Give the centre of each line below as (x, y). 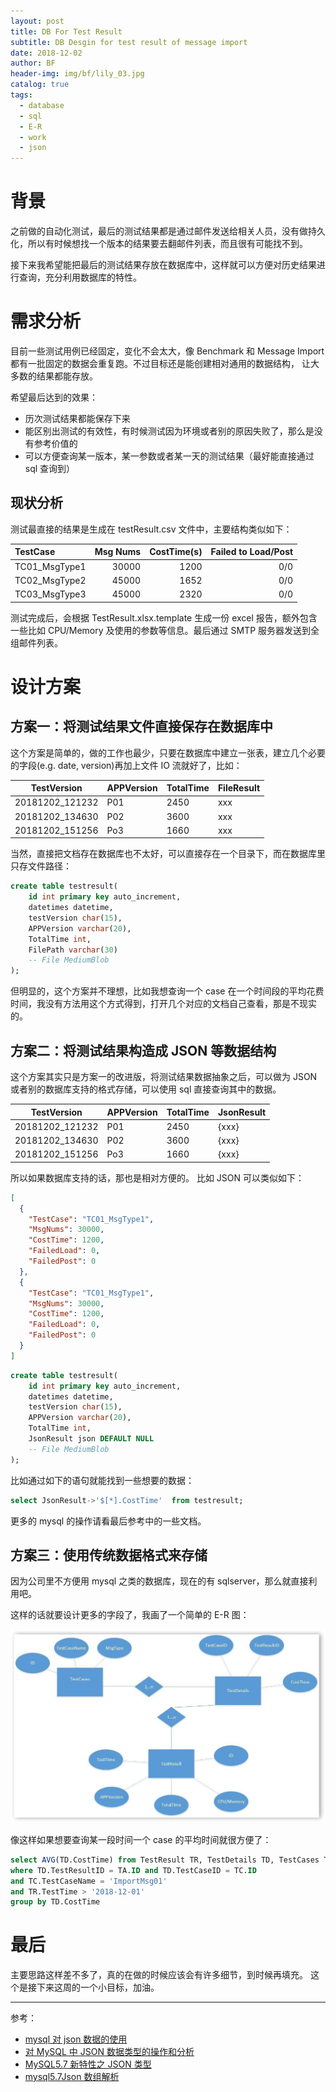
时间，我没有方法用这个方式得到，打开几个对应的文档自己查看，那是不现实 (163, 1004)
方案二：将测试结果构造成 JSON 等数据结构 (143, 1050)
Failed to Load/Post (252, 552)
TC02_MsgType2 (50, 580)
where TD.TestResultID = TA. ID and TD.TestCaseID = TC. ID (133, 1870)
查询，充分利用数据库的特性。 (80, 277)
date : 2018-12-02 (46, 53)
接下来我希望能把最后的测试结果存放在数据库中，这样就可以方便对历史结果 (163, 265)
